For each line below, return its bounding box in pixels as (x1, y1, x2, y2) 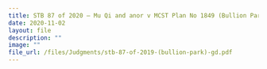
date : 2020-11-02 (8, 19, 66, 27)
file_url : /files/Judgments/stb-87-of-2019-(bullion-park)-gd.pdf (8, 48, 233, 56)
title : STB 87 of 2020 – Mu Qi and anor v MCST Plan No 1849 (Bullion (8, 11, 247, 20)
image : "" (8, 41, 41, 49)
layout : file (8, 26, 52, 34)
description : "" (8, 33, 62, 42)
